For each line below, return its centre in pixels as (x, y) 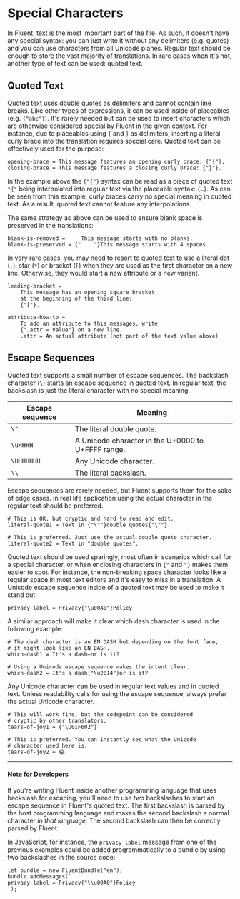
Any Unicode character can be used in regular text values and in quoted (113, 686)
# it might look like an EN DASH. (59, 648)
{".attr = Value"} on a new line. (71, 330)
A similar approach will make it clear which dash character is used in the (114, 621)
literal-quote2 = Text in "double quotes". (73, 543)
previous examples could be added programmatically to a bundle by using (116, 849)
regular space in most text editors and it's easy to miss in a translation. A (114, 579)
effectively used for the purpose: (56, 149)
